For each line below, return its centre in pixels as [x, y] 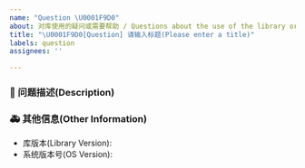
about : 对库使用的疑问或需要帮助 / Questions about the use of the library [148, 26]
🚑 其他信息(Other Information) [79, 118]
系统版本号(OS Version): [68, 154]
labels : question [42, 43]
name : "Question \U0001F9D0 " [64, 18]
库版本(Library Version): [67, 143]
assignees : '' [36, 51]
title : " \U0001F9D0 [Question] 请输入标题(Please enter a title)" [132, 34]
